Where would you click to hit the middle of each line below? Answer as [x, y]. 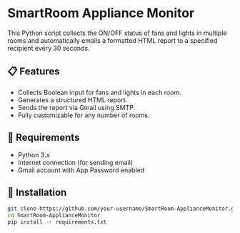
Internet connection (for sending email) [75, 162]
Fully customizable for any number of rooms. [84, 115]
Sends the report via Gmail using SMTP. [76, 107]
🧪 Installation [37, 192]
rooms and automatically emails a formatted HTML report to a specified [112, 40]
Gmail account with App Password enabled [81, 170]
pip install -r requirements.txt [57, 222]
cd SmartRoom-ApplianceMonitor [54, 216]
